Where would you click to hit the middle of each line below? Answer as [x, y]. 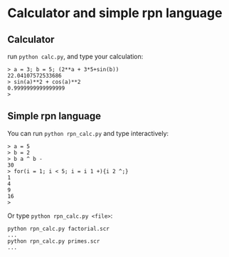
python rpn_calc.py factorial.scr [59, 229]
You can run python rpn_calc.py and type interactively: [88, 133]
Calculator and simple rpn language [115, 13]
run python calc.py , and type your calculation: [75, 56]
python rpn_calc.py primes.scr [54, 241]
